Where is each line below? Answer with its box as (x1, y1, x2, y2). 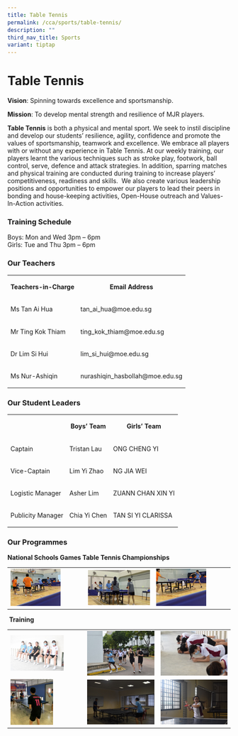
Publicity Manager (10, 511, 64, 520)
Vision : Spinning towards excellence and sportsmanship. (7, 97, 174, 105)
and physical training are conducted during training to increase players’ (7, 169, 216, 177)
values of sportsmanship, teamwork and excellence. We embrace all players (7, 139, 229, 148)
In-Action (7, 199, 35, 208)
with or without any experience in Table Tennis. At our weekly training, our (7, 146, 225, 155)
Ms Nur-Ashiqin (10, 372, 58, 380)
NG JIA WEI (113, 466, 147, 475)
